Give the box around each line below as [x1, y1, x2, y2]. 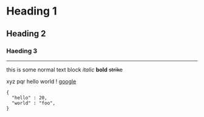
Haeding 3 [6, 47, 38, 55]
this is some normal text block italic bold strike [6, 65, 123, 73]
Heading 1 [6, 4, 58, 18]
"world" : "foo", [12, 100, 56, 106]
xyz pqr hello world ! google [6, 78, 76, 85]
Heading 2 [6, 28, 47, 39]
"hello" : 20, [12, 95, 47, 101]
